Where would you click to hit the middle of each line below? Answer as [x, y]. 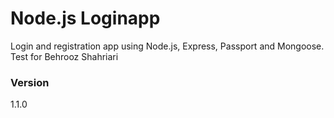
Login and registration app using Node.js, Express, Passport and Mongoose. [167, 46]
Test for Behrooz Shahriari [64, 56]
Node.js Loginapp [85, 18]
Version [30, 82]
